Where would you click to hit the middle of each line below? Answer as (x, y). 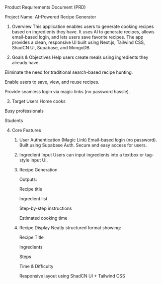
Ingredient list (33, 199)
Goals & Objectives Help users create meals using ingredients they (80, 57)
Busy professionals (24, 111)
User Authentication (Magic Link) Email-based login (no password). (88, 140)
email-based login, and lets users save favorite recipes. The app (78, 37)
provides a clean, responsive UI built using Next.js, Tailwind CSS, (78, 42)
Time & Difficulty (36, 266)
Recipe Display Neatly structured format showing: (70, 228)
